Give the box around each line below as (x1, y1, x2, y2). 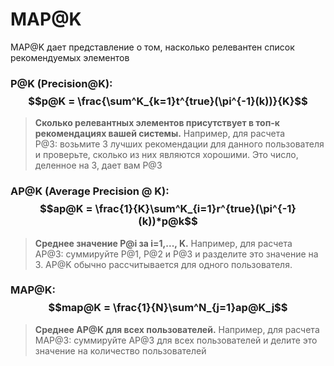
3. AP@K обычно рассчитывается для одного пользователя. (34, 258, 293, 270)
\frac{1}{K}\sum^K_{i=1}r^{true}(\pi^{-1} (94, 202, 297, 216)
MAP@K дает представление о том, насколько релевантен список (10, 41, 295, 53)
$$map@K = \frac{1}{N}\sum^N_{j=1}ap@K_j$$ (48, 301, 288, 315)
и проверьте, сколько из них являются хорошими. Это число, (34, 149, 299, 161)
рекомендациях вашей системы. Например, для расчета (34, 128, 286, 140)
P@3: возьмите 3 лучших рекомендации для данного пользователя (34, 138, 325, 150)
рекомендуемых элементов (10, 51, 130, 63)
